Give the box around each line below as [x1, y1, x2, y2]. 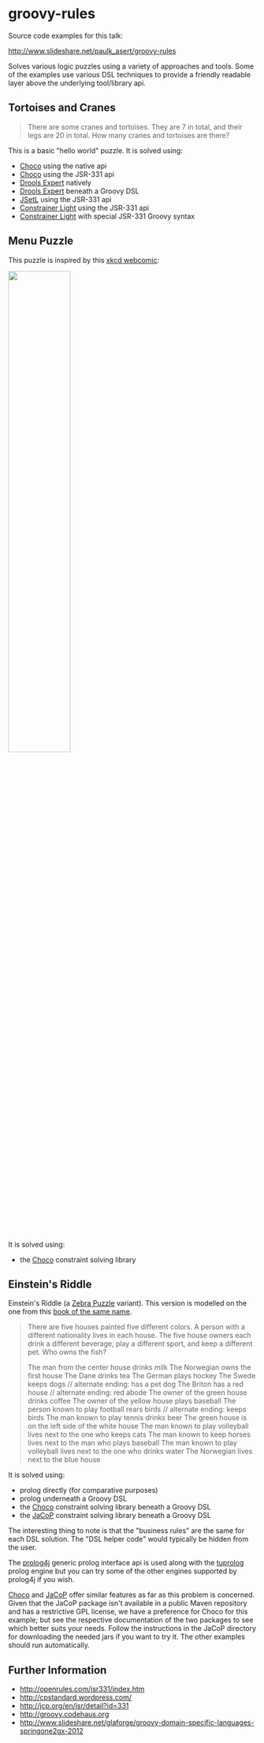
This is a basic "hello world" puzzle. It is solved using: [8, 145, 183, 155]
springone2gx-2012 [19, 1726, 84, 1736]
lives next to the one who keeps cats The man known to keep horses [27, 1430, 251, 1439]
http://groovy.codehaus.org [19, 1710, 110, 1719]
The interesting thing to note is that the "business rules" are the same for [8, 1526, 245, 1535]
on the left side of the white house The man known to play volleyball [27, 1422, 249, 1431]
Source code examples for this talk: [8, 31, 124, 40]
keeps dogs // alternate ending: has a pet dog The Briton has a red [27, 1379, 244, 1389]
